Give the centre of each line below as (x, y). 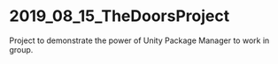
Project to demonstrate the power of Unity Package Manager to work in (139, 40)
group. (21, 49)
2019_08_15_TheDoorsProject (120, 16)
